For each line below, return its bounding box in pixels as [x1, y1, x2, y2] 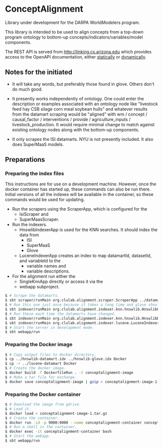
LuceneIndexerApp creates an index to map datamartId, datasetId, [19, 253, 152, 259]
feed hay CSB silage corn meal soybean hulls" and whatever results [12, 106, 148, 112]
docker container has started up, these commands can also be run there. [5, 186, 151, 192]
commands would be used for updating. [5, 196, 85, 203]
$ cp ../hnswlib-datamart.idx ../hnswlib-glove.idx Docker [5, 357, 127, 362]
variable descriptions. [26, 268, 70, 274]
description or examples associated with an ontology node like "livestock [12, 101, 158, 107]
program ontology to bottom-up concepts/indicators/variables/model [5, 34, 143, 40]
